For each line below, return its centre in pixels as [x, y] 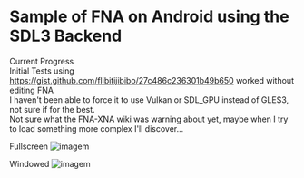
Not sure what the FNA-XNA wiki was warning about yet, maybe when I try [149, 119]
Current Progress [42, 61]
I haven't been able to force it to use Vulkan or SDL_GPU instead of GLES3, [149, 99]
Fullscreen [29, 146]
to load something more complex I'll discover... [97, 128]
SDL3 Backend [66, 36]
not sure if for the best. [52, 109]
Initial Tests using [42, 71]
